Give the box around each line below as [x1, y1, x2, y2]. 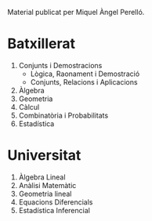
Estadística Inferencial [18, 205, 91, 215]
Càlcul [18, 102, 40, 111]
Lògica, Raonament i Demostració [30, 69, 140, 78]
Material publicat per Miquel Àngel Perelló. [7, 8, 145, 16]
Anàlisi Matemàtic [18, 180, 77, 190]
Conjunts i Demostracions [18, 60, 103, 70]
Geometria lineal [18, 189, 72, 198]
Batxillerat [7, 35, 76, 53]
